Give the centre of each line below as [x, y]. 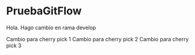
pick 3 [14, 45]
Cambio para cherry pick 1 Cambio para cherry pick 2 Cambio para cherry [97, 39]
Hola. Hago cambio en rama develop [51, 27]
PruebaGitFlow [44, 11]
